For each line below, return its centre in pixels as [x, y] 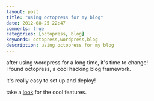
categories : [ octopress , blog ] [45, 34]
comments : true [25, 29]
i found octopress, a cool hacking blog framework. [69, 69]
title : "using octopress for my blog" [55, 17]
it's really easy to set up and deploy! [51, 80]
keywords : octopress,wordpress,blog [52, 40]
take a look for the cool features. [47, 92]
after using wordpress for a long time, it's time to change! [77, 62]
